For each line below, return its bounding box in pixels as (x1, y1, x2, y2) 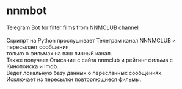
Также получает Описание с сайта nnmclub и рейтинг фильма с (6, 56, 173, 63)
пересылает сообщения (6, 43, 69, 51)
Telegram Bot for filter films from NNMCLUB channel (6, 24, 139, 31)
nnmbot (6, 4, 47, 18)
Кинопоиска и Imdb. (6, 62, 59, 70)
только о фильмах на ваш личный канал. (6, 49, 112, 57)
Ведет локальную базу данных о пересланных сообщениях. (6, 69, 163, 76)
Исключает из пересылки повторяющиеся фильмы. (6, 76, 142, 83)
